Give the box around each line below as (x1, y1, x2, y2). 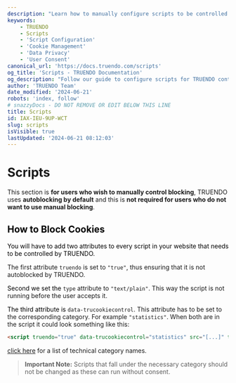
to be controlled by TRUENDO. (7, 249, 96, 257)
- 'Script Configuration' (20, 37, 96, 44)
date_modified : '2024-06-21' (7, 89, 93, 96)
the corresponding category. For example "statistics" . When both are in (7, 313, 220, 320)
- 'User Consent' (20, 56, 71, 63)
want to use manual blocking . (7, 203, 95, 212)
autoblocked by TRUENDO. (7, 271, 86, 278)
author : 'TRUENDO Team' (7, 82, 77, 89)
